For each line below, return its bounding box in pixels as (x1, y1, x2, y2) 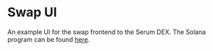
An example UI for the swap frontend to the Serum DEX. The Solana (7, 28, 207, 36)
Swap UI (7, 4, 57, 21)
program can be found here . (7, 35, 90, 43)
